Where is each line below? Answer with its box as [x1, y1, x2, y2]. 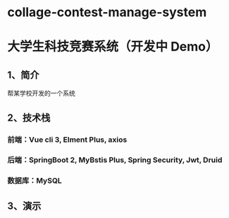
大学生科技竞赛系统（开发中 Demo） [7, 39, 218, 55]
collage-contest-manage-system [7, 4, 207, 20]
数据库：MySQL [7, 176, 62, 186]
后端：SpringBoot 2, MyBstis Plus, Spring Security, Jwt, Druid [7, 155, 223, 165]
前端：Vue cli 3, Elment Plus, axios [7, 135, 128, 145]
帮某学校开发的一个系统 [7, 89, 75, 97]
